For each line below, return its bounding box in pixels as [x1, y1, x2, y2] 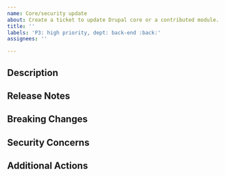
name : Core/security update [7, 10, 88, 17]
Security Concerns [7, 136, 90, 148]
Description [7, 66, 58, 79]
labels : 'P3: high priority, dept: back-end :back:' [7, 29, 161, 36]
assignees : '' [7, 36, 48, 42]
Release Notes [7, 90, 71, 101]
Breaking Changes [7, 114, 88, 125]
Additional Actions [7, 160, 88, 172]
